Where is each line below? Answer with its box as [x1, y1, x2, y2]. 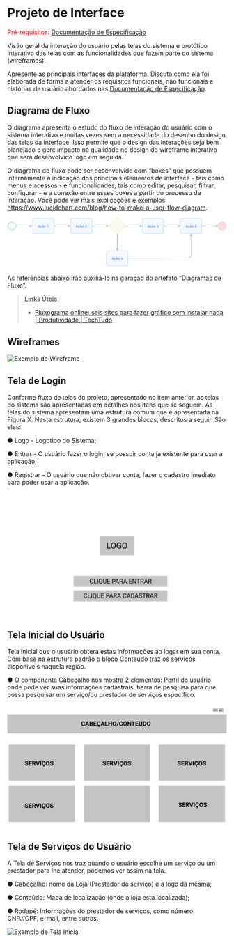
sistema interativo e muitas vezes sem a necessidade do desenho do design [7, 130, 226, 139]
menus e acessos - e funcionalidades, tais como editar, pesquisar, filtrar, [7, 181, 216, 189]
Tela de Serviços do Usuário [7, 841, 132, 852]
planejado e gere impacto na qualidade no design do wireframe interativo [7, 145, 217, 154]
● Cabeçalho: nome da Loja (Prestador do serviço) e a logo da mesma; [7, 880, 212, 889]
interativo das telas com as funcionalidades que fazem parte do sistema [7, 49, 214, 57]
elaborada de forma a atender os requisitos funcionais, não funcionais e [7, 77, 214, 85]
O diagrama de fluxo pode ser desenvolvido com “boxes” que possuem [7, 166, 212, 175]
